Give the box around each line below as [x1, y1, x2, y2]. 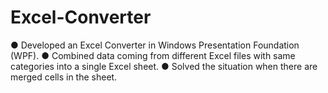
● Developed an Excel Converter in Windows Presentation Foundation [10, 39, 300, 51]
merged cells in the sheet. [10, 71, 118, 83]
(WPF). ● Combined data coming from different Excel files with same [10, 49, 296, 61]
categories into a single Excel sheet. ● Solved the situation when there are [10, 60, 318, 72]
